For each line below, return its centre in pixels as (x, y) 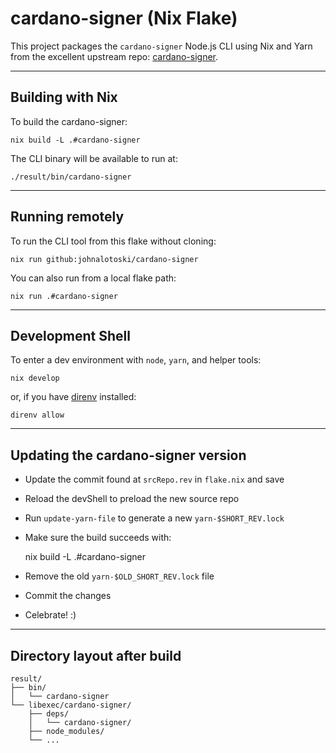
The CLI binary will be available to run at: (94, 158)
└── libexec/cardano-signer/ (71, 705)
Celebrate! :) (50, 615)
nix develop (35, 378)
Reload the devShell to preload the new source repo (132, 499)
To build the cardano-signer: (69, 121)
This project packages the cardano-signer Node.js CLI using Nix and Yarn (161, 46)
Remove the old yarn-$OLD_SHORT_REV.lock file (119, 576)
